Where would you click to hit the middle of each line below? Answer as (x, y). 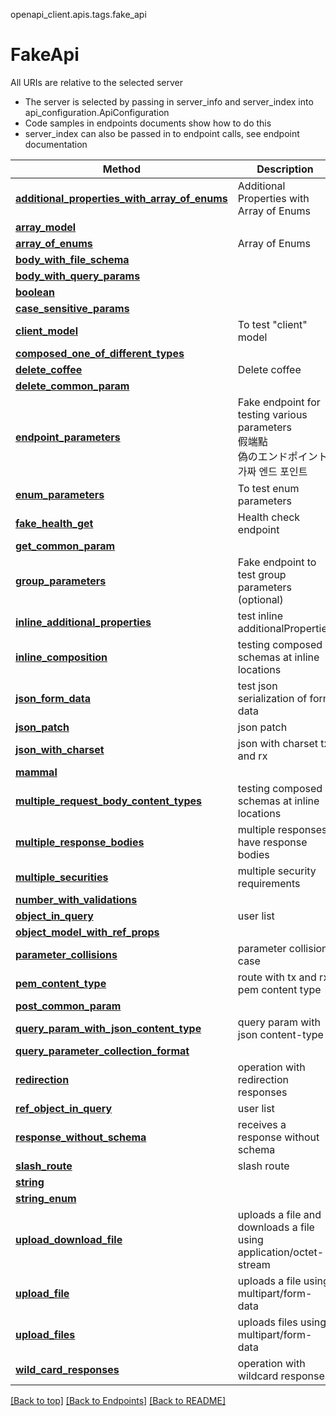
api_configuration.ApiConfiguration (97, 112)
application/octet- (281, 1252)
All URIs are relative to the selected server (97, 82)
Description (285, 169)
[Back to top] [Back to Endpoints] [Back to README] (118, 1400)
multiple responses (282, 829)
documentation (56, 144)
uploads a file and (279, 1214)
